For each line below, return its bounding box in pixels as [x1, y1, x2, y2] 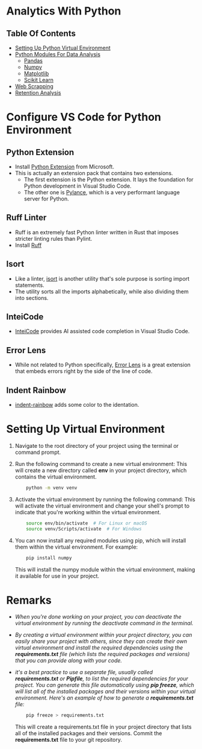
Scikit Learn [23, 77, 54, 83]
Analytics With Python [6, 4, 121, 18]
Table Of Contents [6, 28, 76, 39]
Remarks [6, 593, 52, 607]
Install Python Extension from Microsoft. [14, 163, 114, 170]
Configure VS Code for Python [6, 110, 161, 124]
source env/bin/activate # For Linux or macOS [26, 520, 147, 526]
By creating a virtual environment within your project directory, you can [14, 631, 192, 639]
